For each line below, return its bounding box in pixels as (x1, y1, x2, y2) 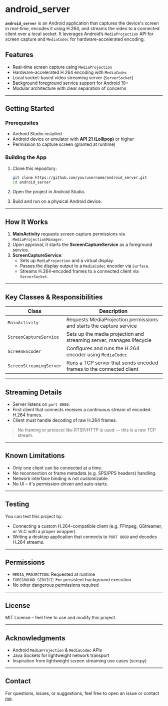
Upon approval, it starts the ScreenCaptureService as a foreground (12, 242, 152, 248)
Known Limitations (5, 451, 65, 460)
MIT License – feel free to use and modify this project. (5, 615, 116, 621)
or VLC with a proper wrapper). (12, 528, 77, 534)
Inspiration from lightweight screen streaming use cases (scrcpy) (12, 657, 147, 663)
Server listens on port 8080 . (12, 401, 70, 407)
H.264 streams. (12, 539, 45, 545)
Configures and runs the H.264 (66, 345, 140, 352)
